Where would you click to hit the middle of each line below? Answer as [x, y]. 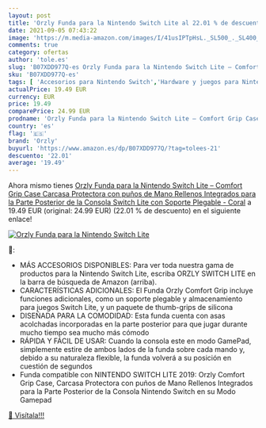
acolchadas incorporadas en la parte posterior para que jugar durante [133, 324]
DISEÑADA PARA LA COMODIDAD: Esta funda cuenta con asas [122, 316]
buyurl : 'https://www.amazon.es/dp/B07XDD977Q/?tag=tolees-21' [115, 148]
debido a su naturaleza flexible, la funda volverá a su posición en [125, 358]
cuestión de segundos [56, 366]
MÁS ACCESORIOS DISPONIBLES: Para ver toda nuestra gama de [127, 266]
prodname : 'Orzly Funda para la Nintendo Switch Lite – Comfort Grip [125, 119]
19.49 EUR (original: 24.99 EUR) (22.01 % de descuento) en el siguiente [125, 211]
